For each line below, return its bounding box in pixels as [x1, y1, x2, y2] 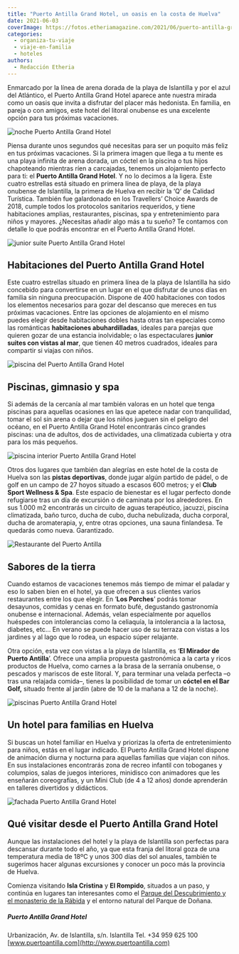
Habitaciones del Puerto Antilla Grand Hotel [7, 259, 205, 271]
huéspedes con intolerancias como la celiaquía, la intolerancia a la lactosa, [7, 618, 226, 626]
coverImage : [7, 24, 43, 31]
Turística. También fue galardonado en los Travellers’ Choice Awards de [7, 194, 218, 203]
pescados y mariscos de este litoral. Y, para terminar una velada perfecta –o [7, 669, 231, 678]
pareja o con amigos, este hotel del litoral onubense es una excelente [7, 106, 211, 114]
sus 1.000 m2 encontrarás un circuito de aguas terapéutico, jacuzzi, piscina [7, 503, 229, 512]
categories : [7, 30, 43, 38]
